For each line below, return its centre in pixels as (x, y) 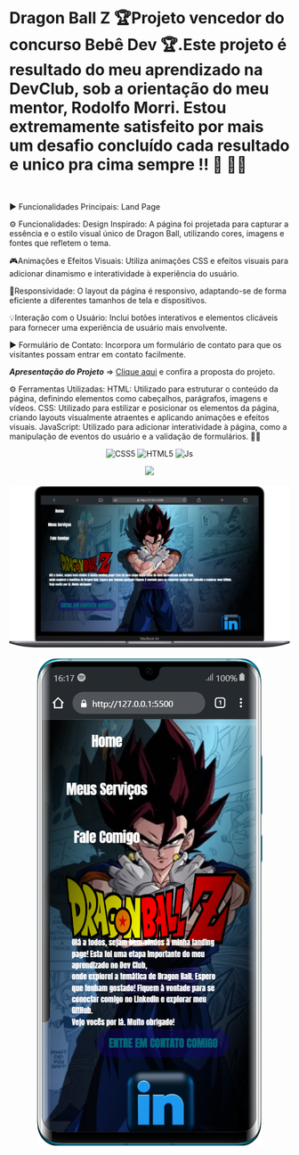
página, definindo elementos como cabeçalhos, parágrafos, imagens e (139, 398)
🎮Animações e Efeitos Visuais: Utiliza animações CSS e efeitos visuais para (149, 260)
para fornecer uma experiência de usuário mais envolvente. (118, 327)
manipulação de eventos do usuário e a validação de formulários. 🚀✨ (135, 436)
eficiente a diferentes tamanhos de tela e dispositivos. (108, 300)
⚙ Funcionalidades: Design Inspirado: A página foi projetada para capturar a (149, 224)
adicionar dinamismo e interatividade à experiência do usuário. (124, 273)
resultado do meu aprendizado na (136, 70)
